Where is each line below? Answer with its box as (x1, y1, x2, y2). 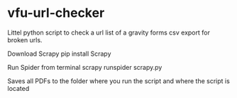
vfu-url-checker (7, 5, 105, 21)
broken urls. (7, 35, 43, 44)
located (7, 84, 30, 92)
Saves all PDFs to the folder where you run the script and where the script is (7, 76, 231, 85)
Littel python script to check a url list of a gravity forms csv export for (7, 28, 211, 37)
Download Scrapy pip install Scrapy (7, 49, 111, 58)
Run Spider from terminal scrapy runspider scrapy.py (7, 63, 162, 71)
